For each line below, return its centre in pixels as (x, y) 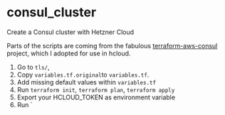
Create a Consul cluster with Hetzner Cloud (70, 32)
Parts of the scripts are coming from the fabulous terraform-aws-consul (112, 45)
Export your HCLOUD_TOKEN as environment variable (96, 97)
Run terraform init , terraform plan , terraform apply (96, 89)
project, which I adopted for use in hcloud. (69, 53)
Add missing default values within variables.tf (87, 82)
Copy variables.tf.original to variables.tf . (83, 75)
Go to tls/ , (33, 67)
